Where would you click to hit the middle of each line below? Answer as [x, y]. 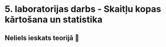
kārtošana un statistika [54, 20]
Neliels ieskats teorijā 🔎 [42, 38]
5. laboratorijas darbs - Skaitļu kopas [83, 9]
